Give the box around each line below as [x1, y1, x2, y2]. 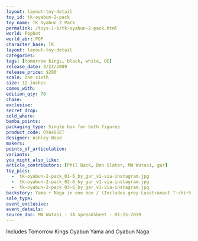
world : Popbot [6, 31, 41, 37]
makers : [6, 140, 25, 146]
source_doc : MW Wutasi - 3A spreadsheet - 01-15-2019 [6, 212, 142, 218]
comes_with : [6, 86, 35, 92]
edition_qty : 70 [6, 91, 46, 97]
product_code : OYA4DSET [6, 129, 65, 136]
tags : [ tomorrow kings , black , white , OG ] [6, 58, 112, 64]
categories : [6, 53, 35, 58]
